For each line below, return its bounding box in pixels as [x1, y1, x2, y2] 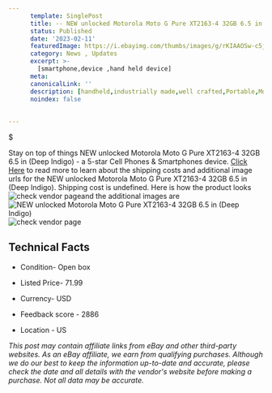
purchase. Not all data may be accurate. [8, 375, 144, 385]
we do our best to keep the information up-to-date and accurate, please [8, 358, 250, 368]
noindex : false [29, 95, 82, 103]
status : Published [29, 27, 92, 35]
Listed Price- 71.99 [19, 278, 83, 287]
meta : [29, 72, 49, 80]
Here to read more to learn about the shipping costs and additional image [8, 166, 253, 175]
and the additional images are [80, 192, 181, 201]
